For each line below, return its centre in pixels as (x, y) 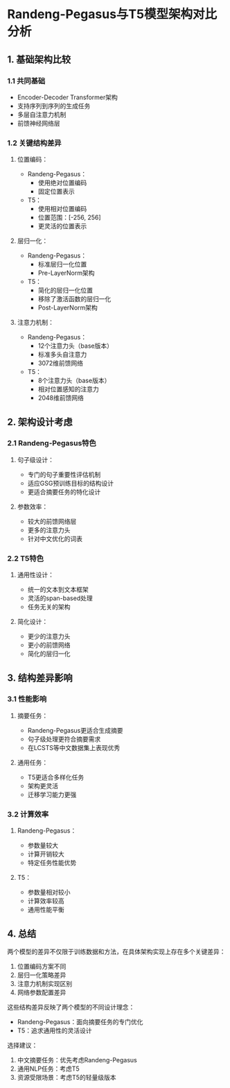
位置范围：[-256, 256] (70, 218)
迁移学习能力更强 (52, 794)
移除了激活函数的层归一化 (74, 299)
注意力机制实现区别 (45, 983)
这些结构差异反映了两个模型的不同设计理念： (71, 1007)
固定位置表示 (56, 192)
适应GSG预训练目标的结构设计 (71, 483)
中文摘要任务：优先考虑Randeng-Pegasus (77, 1060)
